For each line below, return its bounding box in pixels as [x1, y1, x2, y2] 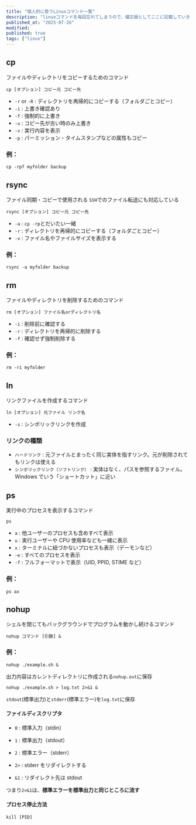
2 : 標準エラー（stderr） [14, 749, 73, 756]
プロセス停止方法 [6, 801, 47, 808]
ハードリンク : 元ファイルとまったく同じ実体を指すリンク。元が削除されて [14, 451, 188, 458]
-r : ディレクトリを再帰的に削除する [14, 328, 101, 335]
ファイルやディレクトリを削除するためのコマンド [6, 296, 124, 304]
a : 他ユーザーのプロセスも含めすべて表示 [14, 530, 114, 537]
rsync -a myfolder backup [6, 264, 69, 270]
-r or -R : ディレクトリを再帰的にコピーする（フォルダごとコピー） [14, 97, 176, 104]
